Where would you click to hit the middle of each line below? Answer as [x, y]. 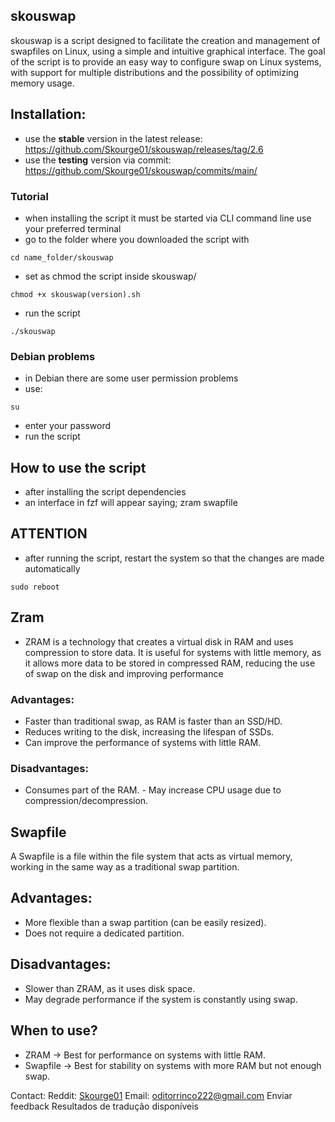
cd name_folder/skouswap [62, 257]
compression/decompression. [86, 801]
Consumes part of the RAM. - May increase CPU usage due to [153, 790]
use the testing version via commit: [98, 160]
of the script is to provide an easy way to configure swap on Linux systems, [166, 61]
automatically [52, 568]
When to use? [54, 1030]
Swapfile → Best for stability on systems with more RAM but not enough [173, 1065]
